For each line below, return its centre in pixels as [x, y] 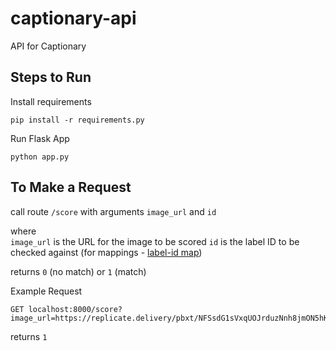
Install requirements [51, 101]
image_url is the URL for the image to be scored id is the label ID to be [155, 241]
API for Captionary [48, 46]
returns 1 [29, 336]
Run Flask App [40, 138]
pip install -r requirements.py [77, 120]
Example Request [46, 291]
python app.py [40, 157]
